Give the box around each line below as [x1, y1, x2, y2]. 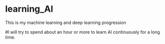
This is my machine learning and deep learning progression [5, 20, 126, 25]
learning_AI [5, 3, 54, 15]
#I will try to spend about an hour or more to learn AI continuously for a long [5, 29, 160, 35]
